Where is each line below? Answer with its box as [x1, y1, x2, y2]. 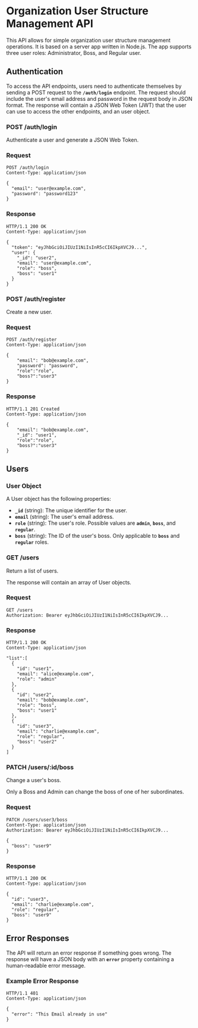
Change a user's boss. [6, 777, 61, 784]
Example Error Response [6, 977, 79, 985]
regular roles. [14, 538, 49, 546]
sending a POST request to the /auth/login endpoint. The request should [6, 88, 186, 96]
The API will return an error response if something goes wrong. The [6, 949, 172, 956]
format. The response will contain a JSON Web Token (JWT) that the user [6, 101, 187, 109]
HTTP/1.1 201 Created [6, 406, 60, 412]
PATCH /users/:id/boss [6, 763, 74, 771]
